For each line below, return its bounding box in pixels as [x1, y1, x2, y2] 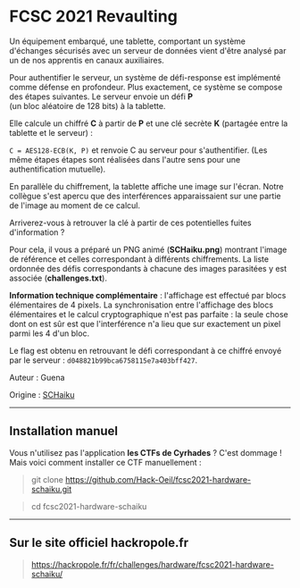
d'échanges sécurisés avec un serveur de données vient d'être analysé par [9, 45, 287, 55]
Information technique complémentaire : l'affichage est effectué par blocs [9, 290, 287, 300]
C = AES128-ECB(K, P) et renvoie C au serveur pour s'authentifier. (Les [9, 145, 268, 155]
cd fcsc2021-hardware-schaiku [30, 500, 147, 511]
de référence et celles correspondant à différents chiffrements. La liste [9, 253, 270, 265]
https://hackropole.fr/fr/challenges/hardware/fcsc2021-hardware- [30, 559, 274, 569]
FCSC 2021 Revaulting [9, 6, 179, 27]
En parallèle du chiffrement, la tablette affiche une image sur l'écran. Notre [9, 181, 284, 191]
